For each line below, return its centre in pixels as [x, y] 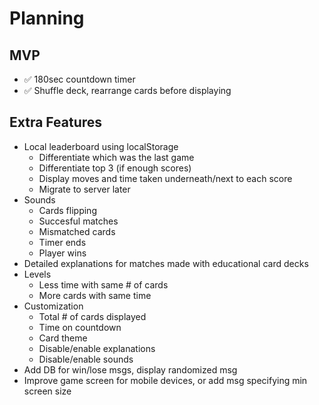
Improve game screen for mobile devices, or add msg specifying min [165, 380]
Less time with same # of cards [103, 284]
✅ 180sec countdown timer [79, 79]
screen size [47, 391]
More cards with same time [95, 295]
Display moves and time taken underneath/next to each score [165, 178]
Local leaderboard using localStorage [101, 146]
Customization [53, 306]
